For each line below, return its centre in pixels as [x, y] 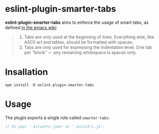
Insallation [27, 72]
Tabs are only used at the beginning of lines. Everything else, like [89, 37]
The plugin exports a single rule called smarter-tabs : [57, 117]
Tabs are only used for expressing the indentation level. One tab [88, 47]
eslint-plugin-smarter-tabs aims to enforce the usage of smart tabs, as [77, 22]
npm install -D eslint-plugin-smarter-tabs [50, 85]
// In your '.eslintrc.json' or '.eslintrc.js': [55, 126]
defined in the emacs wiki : [31, 27]
